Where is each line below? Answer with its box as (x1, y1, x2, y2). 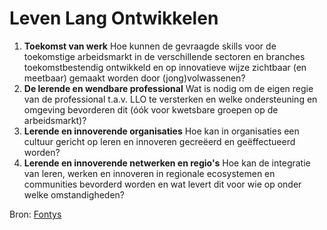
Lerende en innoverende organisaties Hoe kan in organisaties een (23, 125, 300, 137)
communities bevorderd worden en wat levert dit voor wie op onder (23, 178, 302, 190)
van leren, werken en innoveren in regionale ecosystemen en (23, 167, 276, 179)
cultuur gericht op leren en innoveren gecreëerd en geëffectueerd (23, 135, 296, 147)
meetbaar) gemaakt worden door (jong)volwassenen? (23, 72, 246, 84)
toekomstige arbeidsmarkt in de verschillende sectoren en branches (23, 50, 306, 62)
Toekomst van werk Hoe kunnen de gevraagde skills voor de (23, 40, 277, 52)
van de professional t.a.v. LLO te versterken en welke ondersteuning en (23, 93, 318, 105)
